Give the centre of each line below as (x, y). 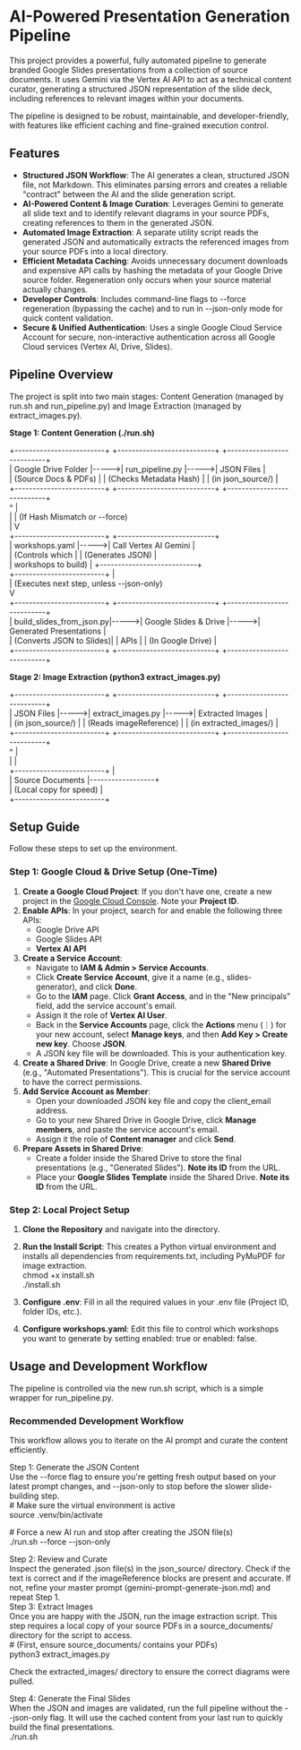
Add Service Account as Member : (86, 1091)
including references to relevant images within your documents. (127, 98)
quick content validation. (68, 318)
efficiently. (29, 1450)
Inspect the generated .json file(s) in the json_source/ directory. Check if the (150, 1569)
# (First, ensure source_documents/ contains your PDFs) (113, 1645)
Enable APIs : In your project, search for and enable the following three (152, 910)
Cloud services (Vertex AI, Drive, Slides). (97, 346)
